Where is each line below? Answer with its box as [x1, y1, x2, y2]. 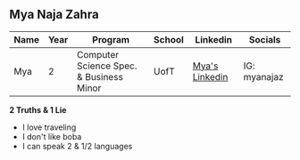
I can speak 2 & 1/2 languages [21, 140, 133, 151]
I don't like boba [21, 131, 82, 141]
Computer [77, 48, 120, 60]
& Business [77, 70, 123, 83]
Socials [248, 33, 281, 45]
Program [92, 33, 130, 45]
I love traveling [21, 122, 77, 132]
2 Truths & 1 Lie [9, 104, 67, 115]
